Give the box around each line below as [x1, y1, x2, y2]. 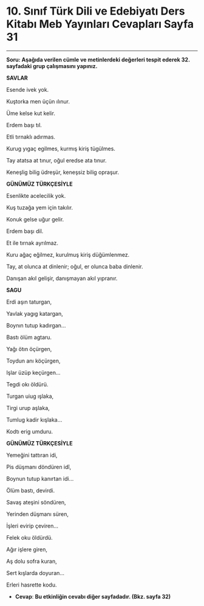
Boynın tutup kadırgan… [6, 321, 66, 329]
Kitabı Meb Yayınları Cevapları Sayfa [6, 17, 194, 31]
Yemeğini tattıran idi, [6, 451, 58, 459]
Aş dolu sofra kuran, [6, 557, 57, 565]
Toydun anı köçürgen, [6, 357, 61, 364]
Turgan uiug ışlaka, [6, 392, 54, 400]
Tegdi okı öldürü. [6, 380, 49, 388]
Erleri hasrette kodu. [6, 581, 57, 588]
